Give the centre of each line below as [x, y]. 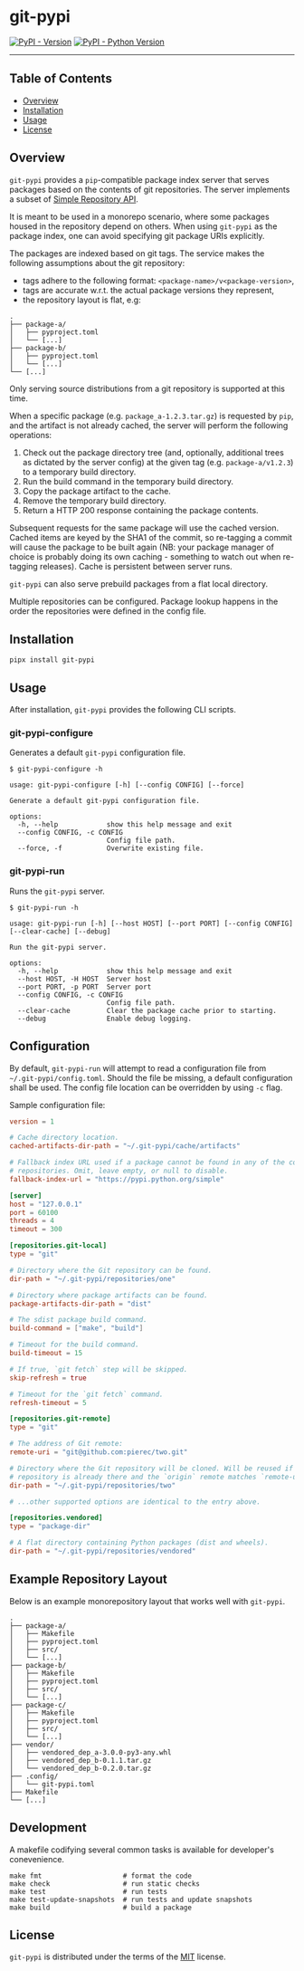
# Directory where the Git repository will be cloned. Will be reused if [152, 1469]
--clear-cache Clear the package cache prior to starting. [147, 1010]
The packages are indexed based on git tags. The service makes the [137, 253]
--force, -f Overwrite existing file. [111, 848]
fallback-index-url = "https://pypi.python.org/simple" [117, 1179]
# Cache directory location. [64, 1138]
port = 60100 [34, 1212]
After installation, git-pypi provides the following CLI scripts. [123, 710]
